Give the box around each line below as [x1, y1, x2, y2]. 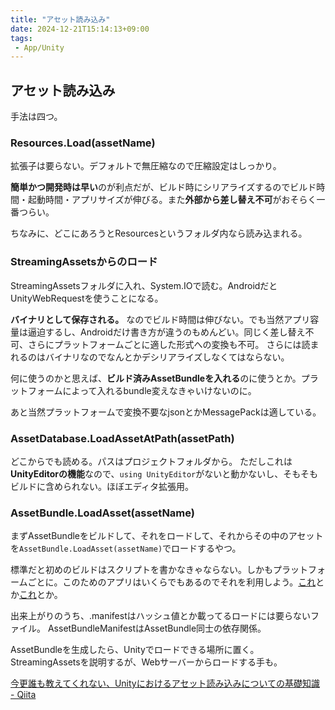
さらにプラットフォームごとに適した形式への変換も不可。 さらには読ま [27, 338, 320, 350]
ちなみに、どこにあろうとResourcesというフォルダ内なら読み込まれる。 [10, 227, 308, 240]
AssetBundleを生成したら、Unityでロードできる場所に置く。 [10, 644, 260, 656]
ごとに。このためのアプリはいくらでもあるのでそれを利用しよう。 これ [27, 576, 317, 588]
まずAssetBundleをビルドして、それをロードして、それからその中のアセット [10, 530, 324, 542]
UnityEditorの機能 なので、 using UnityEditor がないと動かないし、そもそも [10, 467, 318, 480]
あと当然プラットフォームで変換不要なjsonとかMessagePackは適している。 [10, 406, 322, 418]
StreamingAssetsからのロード [10, 255, 158, 269]
